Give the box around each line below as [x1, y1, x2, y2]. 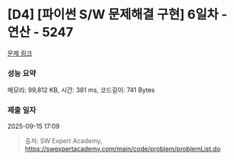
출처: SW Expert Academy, [24, 136, 102, 145]
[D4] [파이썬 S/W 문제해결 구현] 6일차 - [7, 6, 228, 23]
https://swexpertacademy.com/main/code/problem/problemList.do [24, 144, 221, 153]
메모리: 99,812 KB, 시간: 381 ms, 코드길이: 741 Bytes [7, 86, 155, 94]
